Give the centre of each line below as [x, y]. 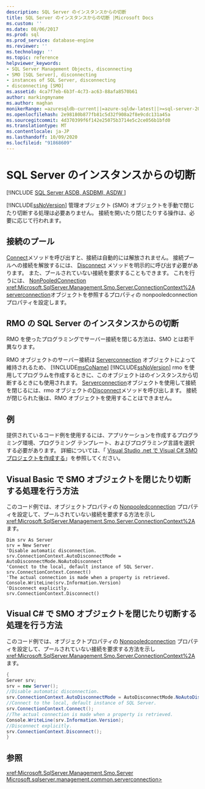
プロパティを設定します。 [38, 302]
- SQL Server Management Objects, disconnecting [69, 69]
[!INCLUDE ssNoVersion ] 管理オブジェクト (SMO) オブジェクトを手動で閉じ [100, 205]
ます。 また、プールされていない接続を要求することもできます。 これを [101, 272]
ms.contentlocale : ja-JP [38, 132]
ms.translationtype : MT [37, 126]
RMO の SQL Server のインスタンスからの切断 [92, 323]
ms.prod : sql [23, 35]
